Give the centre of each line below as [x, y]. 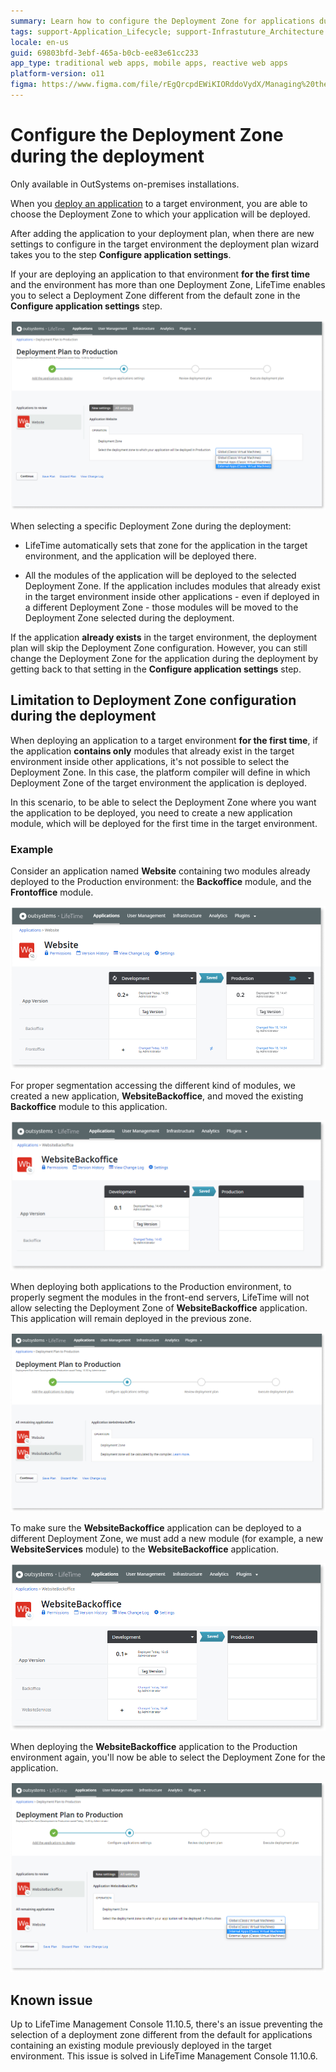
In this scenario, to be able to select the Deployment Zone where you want [163, 802]
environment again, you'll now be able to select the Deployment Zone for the [168, 1757]
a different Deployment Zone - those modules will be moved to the [161, 607]
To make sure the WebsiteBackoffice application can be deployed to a [156, 1528]
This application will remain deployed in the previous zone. [131, 1319]
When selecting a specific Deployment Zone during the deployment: [151, 526]
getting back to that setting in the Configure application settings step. [156, 669]
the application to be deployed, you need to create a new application [151, 812]
